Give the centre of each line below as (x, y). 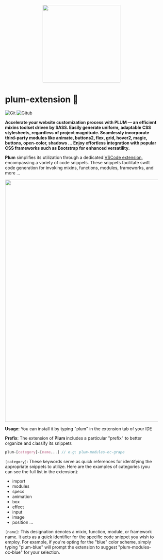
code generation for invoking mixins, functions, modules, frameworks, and (79, 168)
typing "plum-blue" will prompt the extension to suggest (61, 547)
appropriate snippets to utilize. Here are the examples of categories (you (78, 467)
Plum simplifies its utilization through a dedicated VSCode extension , (74, 157)
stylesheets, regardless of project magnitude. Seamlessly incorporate (77, 132)
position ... (23, 522)
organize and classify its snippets (38, 443)
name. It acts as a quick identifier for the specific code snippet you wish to (80, 537)
